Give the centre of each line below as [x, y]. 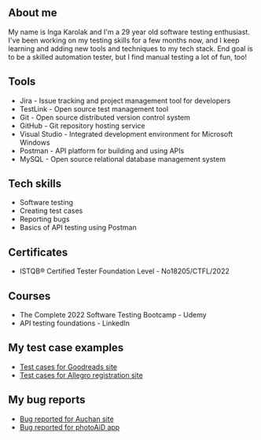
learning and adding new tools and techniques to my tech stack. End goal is [130, 48]
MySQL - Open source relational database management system [123, 159]
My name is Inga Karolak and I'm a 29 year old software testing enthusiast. [129, 31]
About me [33, 13]
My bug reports [47, 400]
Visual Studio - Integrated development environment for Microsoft [126, 134]
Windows [35, 142]
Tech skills [35, 184]
